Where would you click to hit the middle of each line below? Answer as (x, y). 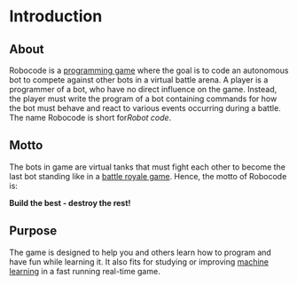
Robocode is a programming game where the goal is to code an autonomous (149, 70)
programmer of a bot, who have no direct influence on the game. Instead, (143, 89)
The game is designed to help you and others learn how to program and (141, 252)
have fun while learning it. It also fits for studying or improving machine (139, 261)
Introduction (56, 16)
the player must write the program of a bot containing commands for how (143, 99)
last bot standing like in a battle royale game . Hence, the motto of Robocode (148, 176)
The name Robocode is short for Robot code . (90, 118)
